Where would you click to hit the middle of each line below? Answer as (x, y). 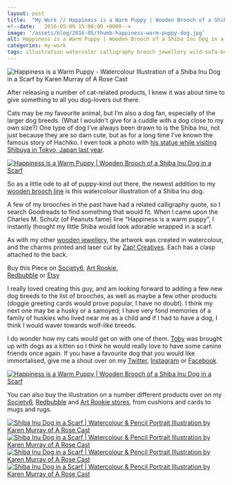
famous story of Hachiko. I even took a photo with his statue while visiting (112, 142)
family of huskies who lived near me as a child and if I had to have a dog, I (112, 317)
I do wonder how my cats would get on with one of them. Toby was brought (115, 338)
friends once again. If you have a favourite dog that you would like (101, 353)
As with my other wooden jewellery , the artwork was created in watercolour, (115, 239)
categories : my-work (37, 46)
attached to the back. (37, 254)
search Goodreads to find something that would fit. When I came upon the (113, 212)
